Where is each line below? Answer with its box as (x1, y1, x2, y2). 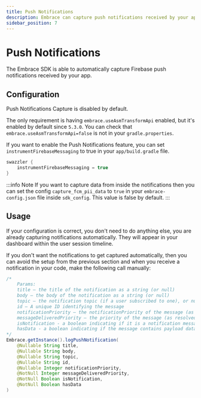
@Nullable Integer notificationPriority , (17, 365, 121, 371)
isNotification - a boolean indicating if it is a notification (17, 320, 181, 327)
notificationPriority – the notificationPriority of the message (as (17, 309, 194, 315)
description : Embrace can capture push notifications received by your (6, 14, 188, 20)
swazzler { (6, 159, 33, 165)
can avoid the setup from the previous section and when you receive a (6, 258, 180, 265)
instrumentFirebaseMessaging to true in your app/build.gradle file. (6, 147, 169, 155)
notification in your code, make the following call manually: (6, 264, 151, 272)
